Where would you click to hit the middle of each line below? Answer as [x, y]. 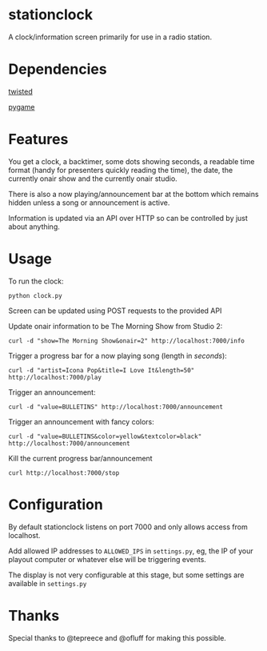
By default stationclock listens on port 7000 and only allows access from [128, 527]
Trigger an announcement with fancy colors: [81, 421]
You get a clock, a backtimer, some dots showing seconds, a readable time [132, 161]
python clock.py [35, 295]
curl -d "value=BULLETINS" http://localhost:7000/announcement [116, 407]
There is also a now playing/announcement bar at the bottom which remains [133, 194]
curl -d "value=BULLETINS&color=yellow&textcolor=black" [105, 436]
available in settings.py [48, 583]
